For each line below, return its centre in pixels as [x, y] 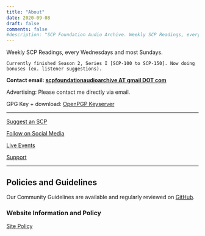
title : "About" [26, 12]
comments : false [27, 29]
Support [16, 158]
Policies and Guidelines [52, 182]
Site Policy [20, 226]
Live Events [21, 145]
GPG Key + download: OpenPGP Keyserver [60, 104]
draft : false [23, 23]
